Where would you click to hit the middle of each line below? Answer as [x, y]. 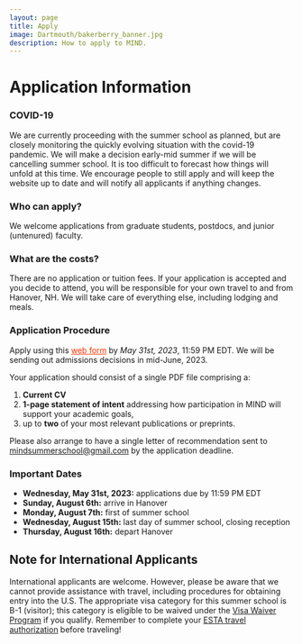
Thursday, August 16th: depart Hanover [97, 531]
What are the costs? [54, 259]
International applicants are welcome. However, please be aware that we [144, 581]
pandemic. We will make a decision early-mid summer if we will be [133, 154]
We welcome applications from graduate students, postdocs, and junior [142, 226]
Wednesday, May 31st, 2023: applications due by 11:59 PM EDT [142, 493]
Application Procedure [60, 331]
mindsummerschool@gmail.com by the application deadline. [122, 450]
